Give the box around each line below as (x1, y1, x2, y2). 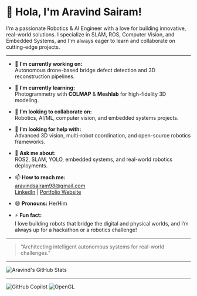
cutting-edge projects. (6, 43, 60, 51)
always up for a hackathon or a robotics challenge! (14, 226, 137, 233)
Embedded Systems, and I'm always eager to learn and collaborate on (6, 37, 176, 44)
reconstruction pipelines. (14, 73, 75, 80)
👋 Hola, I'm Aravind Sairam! (6, 5, 142, 19)
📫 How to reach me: (14, 173, 66, 181)
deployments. (14, 162, 48, 169)
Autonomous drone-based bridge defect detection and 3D (14, 66, 156, 73)
